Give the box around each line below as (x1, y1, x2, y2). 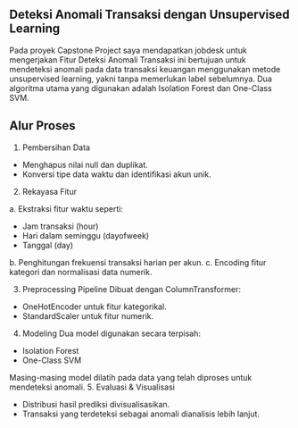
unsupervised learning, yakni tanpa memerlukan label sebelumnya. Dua (9, 73, 272, 84)
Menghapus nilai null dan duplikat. (21, 159, 149, 170)
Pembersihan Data (21, 142, 91, 153)
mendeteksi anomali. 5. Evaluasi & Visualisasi (9, 382, 176, 392)
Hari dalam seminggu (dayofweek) (21, 230, 150, 240)
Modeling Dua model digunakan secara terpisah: (21, 328, 202, 339)
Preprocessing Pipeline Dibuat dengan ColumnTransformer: (21, 283, 241, 294)
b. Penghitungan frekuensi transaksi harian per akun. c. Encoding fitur (9, 256, 267, 267)
